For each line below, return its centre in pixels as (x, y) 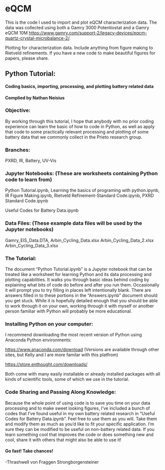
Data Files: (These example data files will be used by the (74, 223)
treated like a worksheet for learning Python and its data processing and (78, 274)
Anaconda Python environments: (38, 340)
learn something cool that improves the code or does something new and (79, 434)
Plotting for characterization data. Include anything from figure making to (79, 47)
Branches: (18, 150)
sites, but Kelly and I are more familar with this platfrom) (62, 355)
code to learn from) (29, 180)
